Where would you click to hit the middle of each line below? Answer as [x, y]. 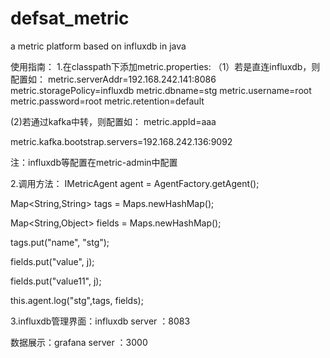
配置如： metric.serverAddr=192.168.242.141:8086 [113, 79]
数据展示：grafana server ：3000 [79, 342]
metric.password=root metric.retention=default [107, 101]
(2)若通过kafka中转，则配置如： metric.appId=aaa [113, 121]
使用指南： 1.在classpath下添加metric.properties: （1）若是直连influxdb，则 [165, 66]
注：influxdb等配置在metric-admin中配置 [94, 162]
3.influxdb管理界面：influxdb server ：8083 [100, 321]
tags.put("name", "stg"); [60, 242]
